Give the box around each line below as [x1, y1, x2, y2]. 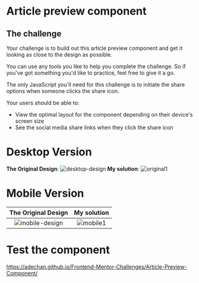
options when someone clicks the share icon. [6, 87, 120, 95]
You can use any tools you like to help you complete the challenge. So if [6, 63, 186, 70]
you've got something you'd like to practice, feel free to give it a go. [6, 69, 175, 77]
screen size [15, 117, 44, 124]
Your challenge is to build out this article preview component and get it [6, 44, 183, 52]
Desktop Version [6, 145, 92, 159]
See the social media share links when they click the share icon [15, 124, 174, 131]
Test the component [6, 243, 110, 257]
